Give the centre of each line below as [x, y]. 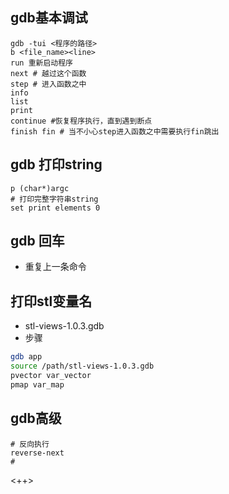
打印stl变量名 [51, 301]
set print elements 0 [55, 208]
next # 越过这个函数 [48, 73]
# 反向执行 [30, 444]
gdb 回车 [37, 241]
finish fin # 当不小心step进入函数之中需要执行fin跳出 [115, 131]
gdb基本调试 [49, 18]
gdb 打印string [56, 164]
